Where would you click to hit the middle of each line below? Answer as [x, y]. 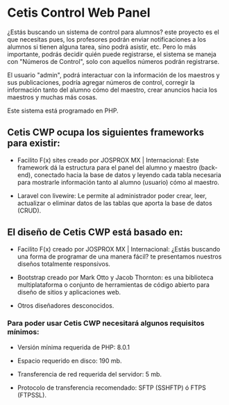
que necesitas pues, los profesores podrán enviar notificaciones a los [107, 39]
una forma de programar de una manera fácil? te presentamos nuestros [119, 256]
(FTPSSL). [32, 395]
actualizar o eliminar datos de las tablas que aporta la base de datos [115, 203]
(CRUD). [29, 210]
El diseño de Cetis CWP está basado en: [95, 232]
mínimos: [23, 332]
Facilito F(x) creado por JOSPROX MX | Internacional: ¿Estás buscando [119, 249]
